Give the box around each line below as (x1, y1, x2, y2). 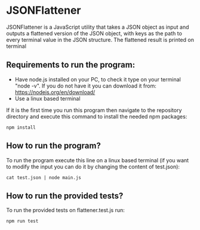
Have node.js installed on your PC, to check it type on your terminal (14, 75, 181, 83)
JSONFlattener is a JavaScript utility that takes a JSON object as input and (6, 23, 189, 31)
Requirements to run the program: (6, 60, 136, 70)
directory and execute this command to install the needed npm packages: (6, 113, 187, 120)
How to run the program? (6, 141, 101, 151)
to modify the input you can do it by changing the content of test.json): (6, 163, 180, 170)
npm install (6, 124, 36, 131)
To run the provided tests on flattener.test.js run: (6, 207, 125, 214)
